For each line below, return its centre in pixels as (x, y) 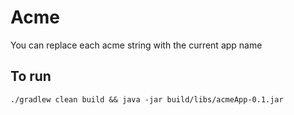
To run (31, 76)
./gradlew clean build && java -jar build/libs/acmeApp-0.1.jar (147, 99)
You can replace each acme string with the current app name (136, 45)
